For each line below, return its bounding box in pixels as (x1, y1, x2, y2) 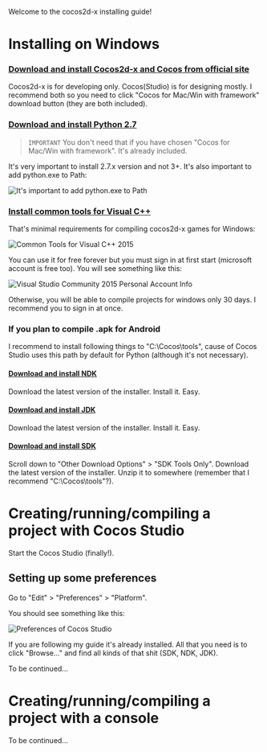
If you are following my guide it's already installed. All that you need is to (8, 639, 248, 649)
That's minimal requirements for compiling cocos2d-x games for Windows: (8, 224, 256, 234)
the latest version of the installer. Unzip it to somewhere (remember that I (8, 467, 250, 477)
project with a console (8, 709, 160, 727)
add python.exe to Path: (8, 170, 87, 179)
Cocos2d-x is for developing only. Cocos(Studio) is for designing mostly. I (8, 82, 253, 92)
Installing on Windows (8, 35, 160, 53)
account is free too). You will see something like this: (8, 264, 183, 273)
